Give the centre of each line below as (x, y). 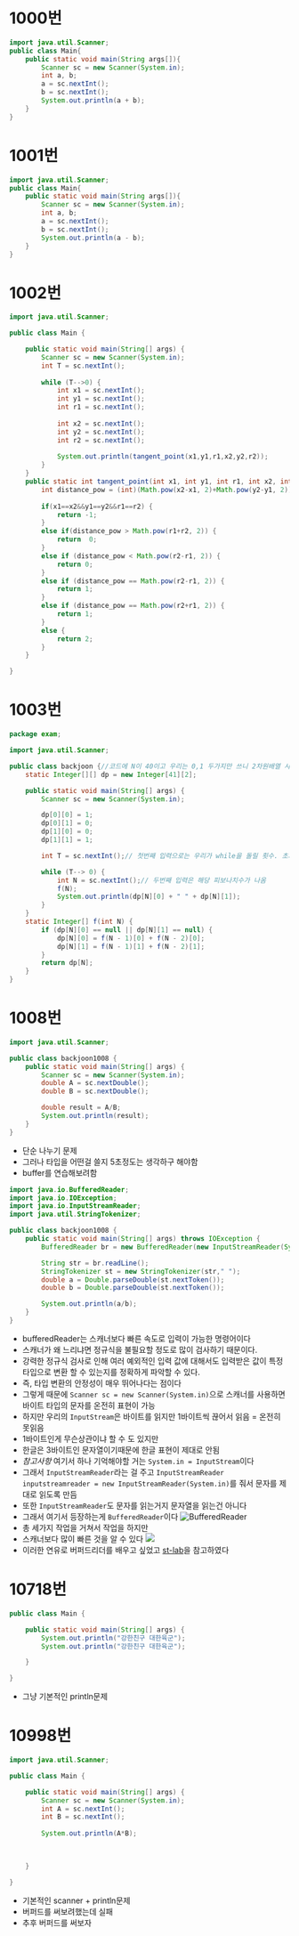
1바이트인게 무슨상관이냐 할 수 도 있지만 (90, 1438)
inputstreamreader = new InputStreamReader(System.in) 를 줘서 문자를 (149, 1483)
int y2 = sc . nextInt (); (101, 432)
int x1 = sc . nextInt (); (101, 391)
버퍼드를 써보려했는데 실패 (68, 1911)
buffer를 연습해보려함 (60, 1172)
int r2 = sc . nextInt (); (101, 440)
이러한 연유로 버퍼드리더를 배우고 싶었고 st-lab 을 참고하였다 (125, 1550)
